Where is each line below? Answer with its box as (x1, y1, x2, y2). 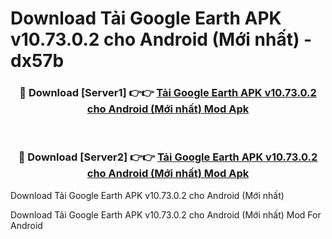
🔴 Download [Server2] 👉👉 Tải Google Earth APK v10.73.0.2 (18, 150, 318, 164)
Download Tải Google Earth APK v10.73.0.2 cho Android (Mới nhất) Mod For (10, 208, 322, 221)
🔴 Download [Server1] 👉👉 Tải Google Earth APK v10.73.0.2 (19, 86, 317, 100)
